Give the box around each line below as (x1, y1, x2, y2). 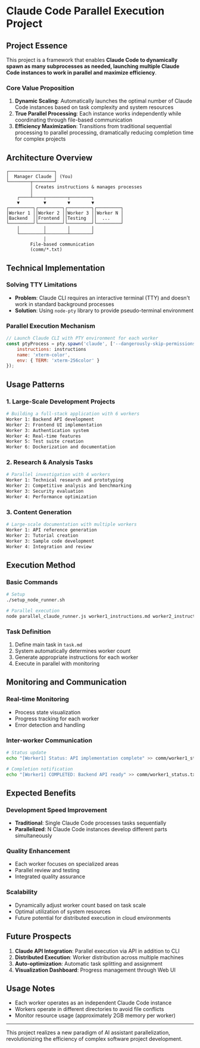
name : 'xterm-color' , (17, 352, 70, 358)
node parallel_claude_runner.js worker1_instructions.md (6, 613, 151, 619)
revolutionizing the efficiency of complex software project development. (6, 1035, 183, 1043)
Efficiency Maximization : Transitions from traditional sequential (14, 123, 172, 130)
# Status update (6, 750, 46, 755)
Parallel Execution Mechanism (6, 322, 95, 330)
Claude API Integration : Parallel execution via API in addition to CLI (14, 947, 180, 954)
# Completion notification (6, 766, 73, 772)
